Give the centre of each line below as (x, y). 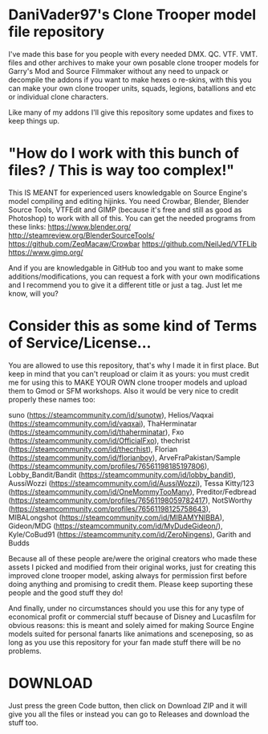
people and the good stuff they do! (66, 593)
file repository (57, 32)
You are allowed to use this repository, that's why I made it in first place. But (134, 365)
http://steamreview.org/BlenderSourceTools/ (81, 235)
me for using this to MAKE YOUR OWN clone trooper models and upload (128, 382)
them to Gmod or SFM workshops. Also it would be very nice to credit (124, 390)
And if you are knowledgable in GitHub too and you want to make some (126, 267)
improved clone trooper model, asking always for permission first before (128, 575)
